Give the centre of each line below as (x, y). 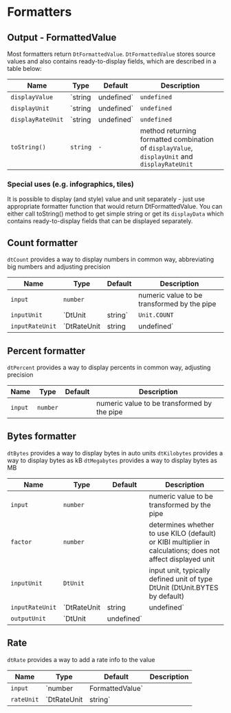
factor (21, 542)
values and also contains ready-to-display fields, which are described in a (112, 61)
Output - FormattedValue (62, 38)
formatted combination (177, 139)
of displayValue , (166, 148)
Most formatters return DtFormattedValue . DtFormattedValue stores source (111, 54)
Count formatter (43, 243)
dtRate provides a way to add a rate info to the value (81, 659)
